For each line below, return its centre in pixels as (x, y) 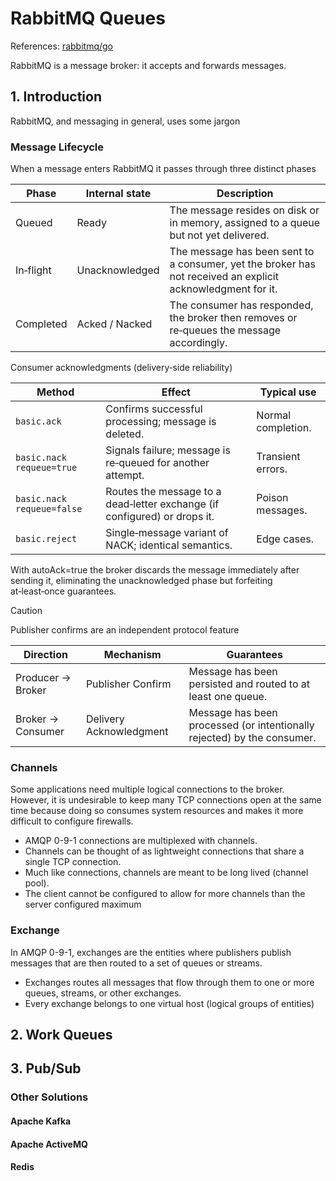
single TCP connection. (73, 862)
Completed (41, 324)
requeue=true (46, 468)
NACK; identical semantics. (169, 545)
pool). (37, 883)
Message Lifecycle (57, 147)
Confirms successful (154, 409)
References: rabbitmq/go (62, 46)
